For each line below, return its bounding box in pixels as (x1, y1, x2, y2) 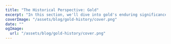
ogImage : (5, 26, 24, 31)
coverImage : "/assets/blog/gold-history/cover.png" (5, 17, 117, 22)
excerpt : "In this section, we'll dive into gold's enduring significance (5, 12, 167, 17)
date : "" (5, 21, 24, 27)
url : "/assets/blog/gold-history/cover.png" (10, 31, 106, 36)
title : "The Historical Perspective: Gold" (5, 7, 99, 13)
